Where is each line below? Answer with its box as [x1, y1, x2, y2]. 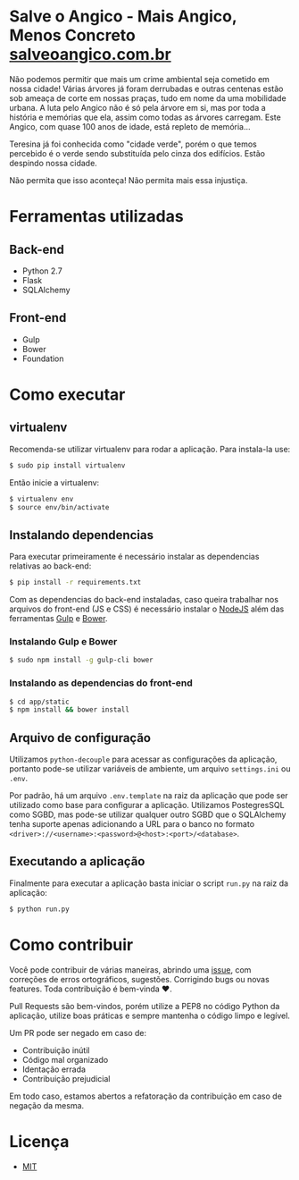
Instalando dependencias [9, 527, 154, 543]
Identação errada [21, 1064, 87, 1075]
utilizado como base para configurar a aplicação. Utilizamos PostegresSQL [9, 800, 285, 811]
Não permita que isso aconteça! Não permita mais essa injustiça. [9, 174, 248, 185]
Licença [9, 1131, 70, 1151]
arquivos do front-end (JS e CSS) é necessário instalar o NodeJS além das [9, 603, 285, 614]
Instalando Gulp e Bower [9, 635, 118, 647]
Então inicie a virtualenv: [9, 476, 100, 488]
